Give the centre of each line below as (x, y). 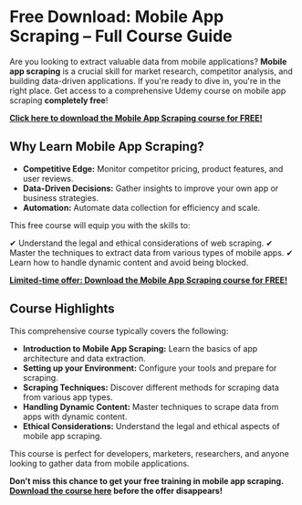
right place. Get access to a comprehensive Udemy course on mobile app (148, 90)
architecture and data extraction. (84, 358)
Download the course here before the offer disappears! (116, 490)
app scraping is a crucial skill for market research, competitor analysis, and (151, 71)
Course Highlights (62, 309)
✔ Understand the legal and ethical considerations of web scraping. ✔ (141, 243)
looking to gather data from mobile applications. (99, 463)
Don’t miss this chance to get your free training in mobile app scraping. (147, 480)
